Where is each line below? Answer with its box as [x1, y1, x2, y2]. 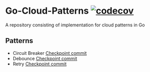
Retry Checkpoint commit [12, 61, 67, 67]
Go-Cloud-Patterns [5, 5, 89, 17]
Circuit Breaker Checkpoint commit [12, 50, 87, 56]
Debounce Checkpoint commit [12, 55, 78, 61]
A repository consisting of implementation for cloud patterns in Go [5, 22, 145, 28]
